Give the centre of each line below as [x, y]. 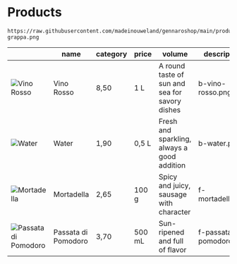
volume [175, 54]
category [111, 54]
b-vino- [212, 83]
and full [171, 241]
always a [173, 147]
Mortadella [71, 194]
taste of [171, 75]
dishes [170, 110]
